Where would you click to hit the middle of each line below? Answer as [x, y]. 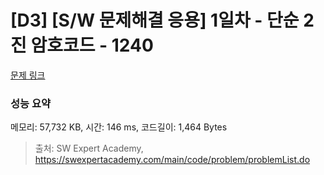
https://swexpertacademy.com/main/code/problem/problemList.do [172, 160]
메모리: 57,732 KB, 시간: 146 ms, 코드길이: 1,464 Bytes [119, 127]
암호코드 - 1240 [92, 45]
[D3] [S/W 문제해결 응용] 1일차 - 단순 [155, 20]
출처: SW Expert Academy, [89, 148]
